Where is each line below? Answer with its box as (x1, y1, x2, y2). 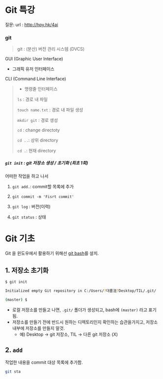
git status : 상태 (12, 214, 47, 220)
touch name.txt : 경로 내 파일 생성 (17, 107, 83, 113)
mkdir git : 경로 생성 (17, 117, 58, 123)
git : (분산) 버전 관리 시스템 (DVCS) (17, 46, 85, 52)
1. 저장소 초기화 (5, 266, 49, 274)
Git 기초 (5, 233, 35, 244)
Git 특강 (5, 4, 35, 16)
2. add (5, 346, 23, 354)
